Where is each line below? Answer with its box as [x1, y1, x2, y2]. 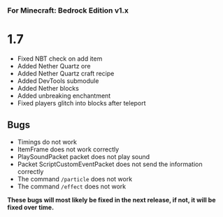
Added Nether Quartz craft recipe [17, 69, 115, 77]
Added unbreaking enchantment [17, 91, 111, 100]
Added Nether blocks [17, 84, 79, 92]
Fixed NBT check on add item [17, 54, 103, 63]
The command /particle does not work [17, 174, 133, 183]
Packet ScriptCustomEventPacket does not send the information [17, 160, 203, 168]
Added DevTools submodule [17, 76, 99, 85]
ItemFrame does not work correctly [17, 145, 120, 154]
